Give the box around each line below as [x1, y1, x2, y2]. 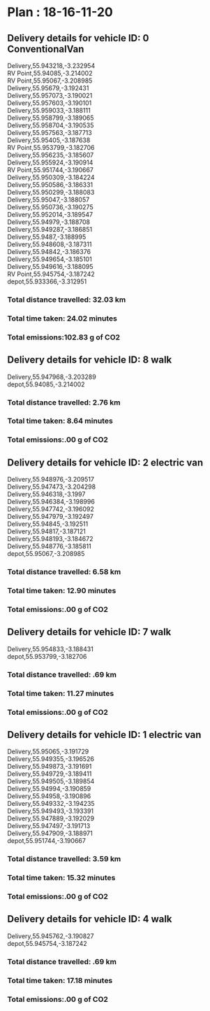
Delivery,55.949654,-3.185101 [7, 255, 92, 263]
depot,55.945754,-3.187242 [7, 939, 87, 947]
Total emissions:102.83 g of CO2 [7, 332, 121, 342]
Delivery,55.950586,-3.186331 [7, 181, 93, 189]
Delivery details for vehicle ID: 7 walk [7, 626, 172, 638]
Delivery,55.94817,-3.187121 [7, 527, 86, 536]
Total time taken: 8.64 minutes [7, 416, 113, 426]
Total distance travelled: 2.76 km [7, 397, 121, 407]
